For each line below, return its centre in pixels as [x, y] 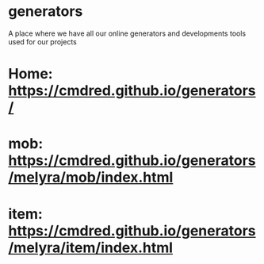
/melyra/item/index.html [90, 247]
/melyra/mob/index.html [91, 178]
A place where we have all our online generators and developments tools [127, 33]
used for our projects [42, 41]
